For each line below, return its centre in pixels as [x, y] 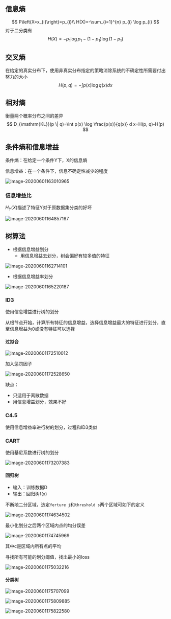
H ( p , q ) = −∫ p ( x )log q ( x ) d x [85, 85]
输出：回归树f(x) [30, 494]
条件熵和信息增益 [32, 147]
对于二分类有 [19, 30]
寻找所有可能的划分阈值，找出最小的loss [48, 557]
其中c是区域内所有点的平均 [33, 546]
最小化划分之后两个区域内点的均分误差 [45, 525]
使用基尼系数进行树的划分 [32, 453]
